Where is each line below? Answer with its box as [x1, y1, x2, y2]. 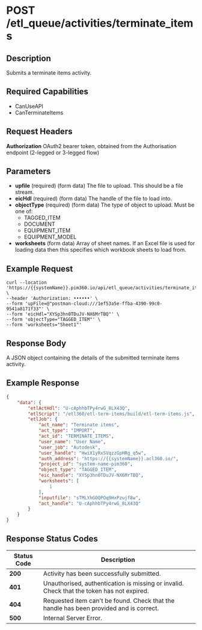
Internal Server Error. [43, 614, 103, 622]
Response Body [6, 338, 67, 348]
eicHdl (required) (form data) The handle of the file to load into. [14, 195, 173, 202]
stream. [14, 189, 34, 196]
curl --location [6, 279, 47, 286]
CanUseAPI [14, 102, 44, 110]
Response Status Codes [6, 534, 98, 544]
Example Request [6, 263, 73, 274]
